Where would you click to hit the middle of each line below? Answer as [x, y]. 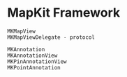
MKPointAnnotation [34, 67]
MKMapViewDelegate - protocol [51, 37]
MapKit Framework [64, 13]
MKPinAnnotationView [37, 61]
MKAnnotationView [32, 55]
